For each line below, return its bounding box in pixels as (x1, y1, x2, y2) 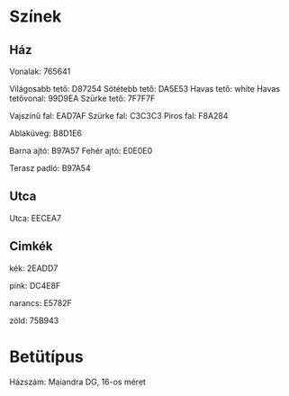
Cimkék (9, 238, 53, 254)
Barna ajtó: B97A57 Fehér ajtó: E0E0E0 (9, 146, 153, 156)
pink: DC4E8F (9, 280, 61, 291)
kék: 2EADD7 (9, 263, 59, 274)
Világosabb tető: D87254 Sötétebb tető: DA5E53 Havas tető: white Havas (9, 84, 281, 94)
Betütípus (9, 346, 84, 366)
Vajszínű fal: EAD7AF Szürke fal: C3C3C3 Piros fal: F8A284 (9, 111, 229, 121)
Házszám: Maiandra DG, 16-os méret (9, 376, 147, 387)
